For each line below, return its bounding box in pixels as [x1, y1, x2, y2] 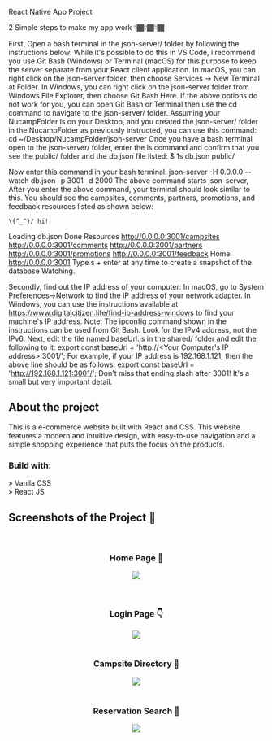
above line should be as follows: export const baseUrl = [8, 360, 195, 369]
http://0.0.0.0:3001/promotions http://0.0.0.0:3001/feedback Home [8, 249, 231, 259]
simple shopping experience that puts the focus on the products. [8, 439, 225, 449]
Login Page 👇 [109, 608, 164, 620]
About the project [8, 400, 100, 414]
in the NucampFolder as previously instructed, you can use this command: [8, 125, 257, 135]
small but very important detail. [8, 377, 113, 386]
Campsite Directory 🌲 [93, 658, 180, 669]
